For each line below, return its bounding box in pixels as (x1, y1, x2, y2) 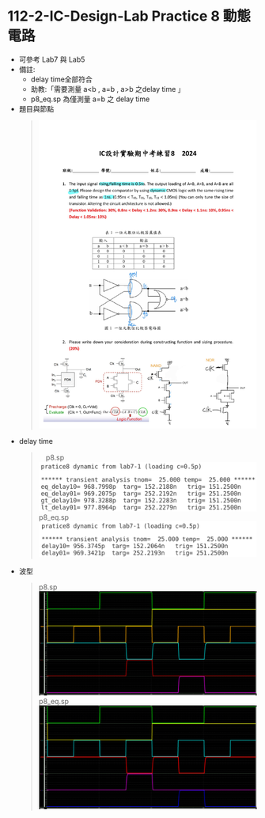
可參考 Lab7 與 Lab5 (18, 55, 85, 64)
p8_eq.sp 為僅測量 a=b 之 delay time (30, 94, 150, 104)
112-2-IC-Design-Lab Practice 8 (7, 7, 221, 25)
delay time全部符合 (30, 74, 93, 84)
